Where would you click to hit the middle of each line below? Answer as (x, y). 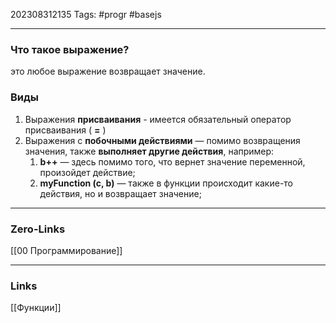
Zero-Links (38, 229)
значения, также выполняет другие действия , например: (149, 151)
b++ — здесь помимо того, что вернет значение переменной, (172, 161)
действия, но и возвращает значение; (120, 193)
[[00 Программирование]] (66, 250)
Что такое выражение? (70, 49)
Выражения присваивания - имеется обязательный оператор (158, 119)
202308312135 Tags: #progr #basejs (86, 14)
